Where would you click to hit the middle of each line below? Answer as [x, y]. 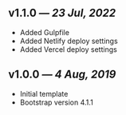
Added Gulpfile [45, 32]
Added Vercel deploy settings [68, 49]
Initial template [44, 93]
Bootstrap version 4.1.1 [56, 102]
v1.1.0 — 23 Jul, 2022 [62, 13]
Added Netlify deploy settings [69, 41]
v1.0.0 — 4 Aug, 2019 [62, 75]
